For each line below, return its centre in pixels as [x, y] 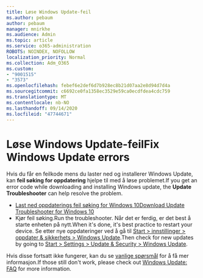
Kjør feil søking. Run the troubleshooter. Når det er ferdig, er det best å [103, 218]
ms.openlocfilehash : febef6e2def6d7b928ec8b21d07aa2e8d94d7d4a [88, 86]
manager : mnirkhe [28, 29]
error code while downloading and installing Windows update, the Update [99, 187]
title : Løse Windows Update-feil [49, 12]
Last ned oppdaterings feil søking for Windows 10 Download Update [100, 205]
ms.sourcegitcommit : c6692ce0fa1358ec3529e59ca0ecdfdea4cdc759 [88, 91]
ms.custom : [20, 69]
